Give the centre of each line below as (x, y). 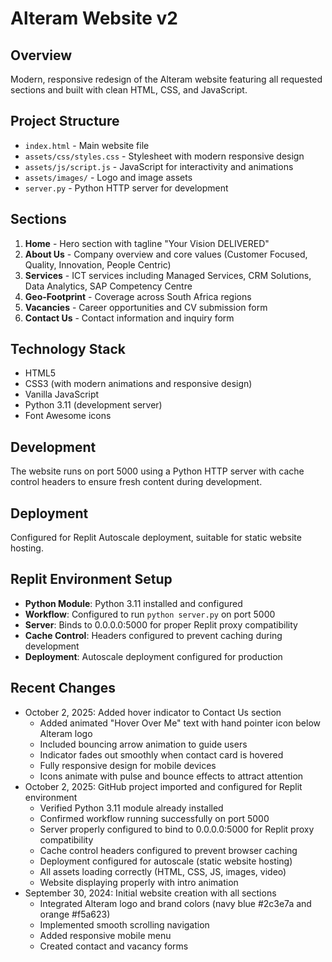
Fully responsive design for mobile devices (128, 765)
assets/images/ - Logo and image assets (108, 177)
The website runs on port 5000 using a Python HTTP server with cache (157, 471)
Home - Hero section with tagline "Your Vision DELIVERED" (147, 243)
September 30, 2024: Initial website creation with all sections (150, 893)
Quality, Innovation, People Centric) (98, 264)
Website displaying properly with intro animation (139, 882)
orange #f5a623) (75, 914)
